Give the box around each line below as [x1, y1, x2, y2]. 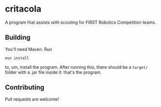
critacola [5, 3, 42, 15]
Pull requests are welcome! [5, 96, 59, 102]
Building [5, 33, 30, 42]
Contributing [5, 83, 44, 92]
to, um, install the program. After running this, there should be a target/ [5, 64, 148, 70]
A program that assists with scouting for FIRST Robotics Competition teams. [5, 19, 156, 25]
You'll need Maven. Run [5, 46, 52, 52]
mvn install [5, 56, 29, 61]
